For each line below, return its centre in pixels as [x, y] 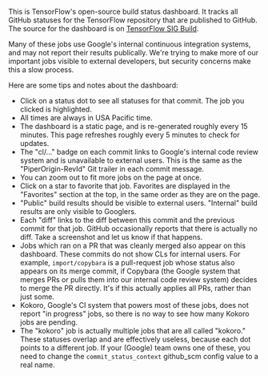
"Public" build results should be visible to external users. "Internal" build [138, 203]
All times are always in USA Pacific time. [86, 118]
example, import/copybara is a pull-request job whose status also [127, 263]
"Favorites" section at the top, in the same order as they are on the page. [140, 194]
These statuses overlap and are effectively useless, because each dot [135, 339]
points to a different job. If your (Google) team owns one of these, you [135, 348]
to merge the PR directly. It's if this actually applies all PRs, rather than [135, 288]
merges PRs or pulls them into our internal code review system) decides [138, 279]
